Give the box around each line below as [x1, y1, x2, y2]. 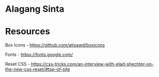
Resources [5, 26, 51, 37]
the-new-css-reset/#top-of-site [5, 66, 70, 72]
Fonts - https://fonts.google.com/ [5, 51, 73, 57]
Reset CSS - [5, 61, 30, 67]
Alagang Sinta [5, 3, 64, 15]
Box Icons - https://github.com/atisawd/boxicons [5, 42, 105, 48]
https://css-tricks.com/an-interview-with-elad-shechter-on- [31, 61, 154, 67]
